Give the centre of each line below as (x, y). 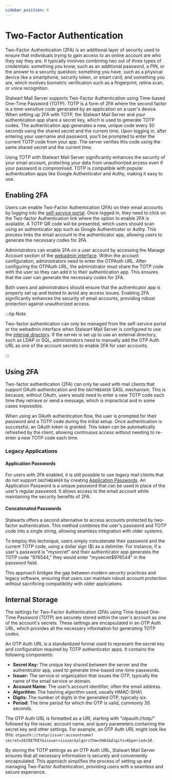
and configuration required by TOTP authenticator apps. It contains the (80, 649)
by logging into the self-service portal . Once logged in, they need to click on (86, 213)
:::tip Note (16, 314)
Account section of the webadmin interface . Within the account (72, 256)
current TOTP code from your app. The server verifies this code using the (83, 141)
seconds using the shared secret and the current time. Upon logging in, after (86, 131)
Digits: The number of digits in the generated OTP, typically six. (80, 698)
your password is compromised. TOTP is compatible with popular (74, 168)
